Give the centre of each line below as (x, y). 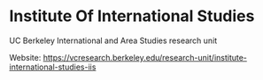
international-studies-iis (53, 67)
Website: (25, 57)
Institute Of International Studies (132, 16)
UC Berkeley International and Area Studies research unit (113, 40)
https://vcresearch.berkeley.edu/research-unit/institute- (145, 57)
